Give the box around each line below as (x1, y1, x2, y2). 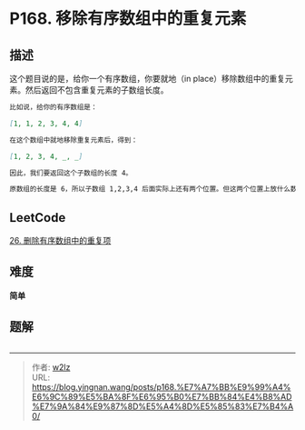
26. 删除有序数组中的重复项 (9, 235, 112, 246)
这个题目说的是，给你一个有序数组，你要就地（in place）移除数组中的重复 (9, 74, 286, 84)
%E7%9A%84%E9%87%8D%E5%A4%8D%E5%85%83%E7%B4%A (31, 401, 294, 412)
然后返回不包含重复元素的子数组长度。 (25, 85, 169, 95)
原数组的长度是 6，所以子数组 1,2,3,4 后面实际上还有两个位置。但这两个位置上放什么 (9, 185, 290, 194)
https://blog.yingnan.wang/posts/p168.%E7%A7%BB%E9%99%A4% (31, 381, 291, 392)
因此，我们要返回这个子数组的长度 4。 (9, 168, 133, 177)
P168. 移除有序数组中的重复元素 (9, 8, 247, 29)
